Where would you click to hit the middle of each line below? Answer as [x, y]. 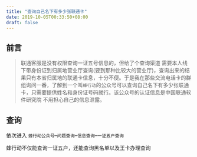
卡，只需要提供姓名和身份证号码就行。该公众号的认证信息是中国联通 [103, 92]
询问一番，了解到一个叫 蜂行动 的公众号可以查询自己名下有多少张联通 [107, 85]
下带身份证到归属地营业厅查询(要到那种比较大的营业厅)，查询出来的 [103, 71]
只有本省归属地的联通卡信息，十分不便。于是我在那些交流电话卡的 [106, 78]
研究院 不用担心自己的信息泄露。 [65, 100]
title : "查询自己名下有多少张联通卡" [47, 11]
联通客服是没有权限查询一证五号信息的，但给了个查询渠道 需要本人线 [104, 63]
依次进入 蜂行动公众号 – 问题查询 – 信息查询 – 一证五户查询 [65, 135]
